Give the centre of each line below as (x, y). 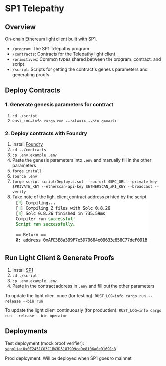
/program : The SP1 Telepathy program (51, 48)
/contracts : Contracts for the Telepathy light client (64, 54)
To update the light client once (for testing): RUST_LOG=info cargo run (76, 295)
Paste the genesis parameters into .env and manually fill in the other (82, 160)
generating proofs (31, 75)
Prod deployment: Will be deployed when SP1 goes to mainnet (69, 358)
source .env (25, 176)
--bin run (33, 301)
